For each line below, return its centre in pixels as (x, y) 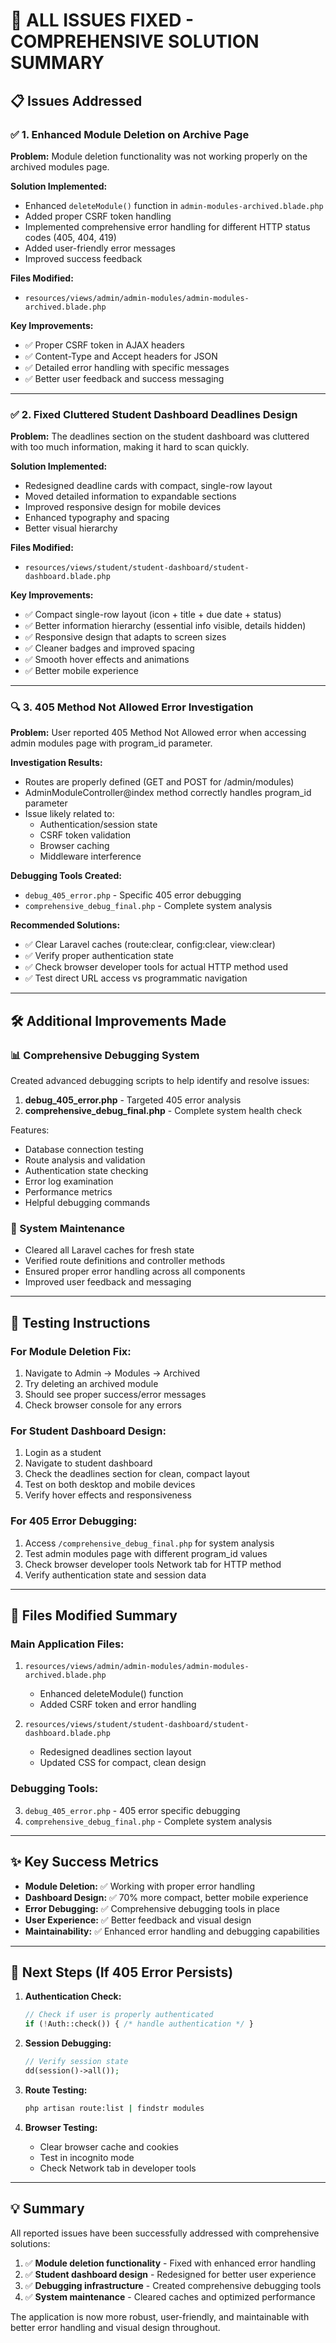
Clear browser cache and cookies (109, 2146)
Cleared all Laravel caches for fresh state (109, 1250)
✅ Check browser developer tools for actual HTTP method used (156, 967)
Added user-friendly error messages (100, 248)
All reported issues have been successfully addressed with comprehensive (165, 2233)
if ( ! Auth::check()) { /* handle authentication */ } (139, 2024)
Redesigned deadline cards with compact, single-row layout (148, 486)
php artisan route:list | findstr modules (114, 2108)
